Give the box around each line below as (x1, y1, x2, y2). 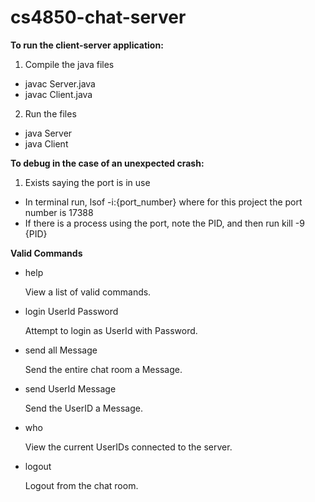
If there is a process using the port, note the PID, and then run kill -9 (24, 217, 305, 229)
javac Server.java (24, 77, 96, 90)
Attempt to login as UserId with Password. (24, 324, 198, 336)
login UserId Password (24, 305, 119, 317)
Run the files (24, 107, 77, 120)
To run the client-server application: (10, 39, 164, 51)
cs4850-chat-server (10, 6, 187, 29)
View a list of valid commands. (24, 286, 152, 298)
